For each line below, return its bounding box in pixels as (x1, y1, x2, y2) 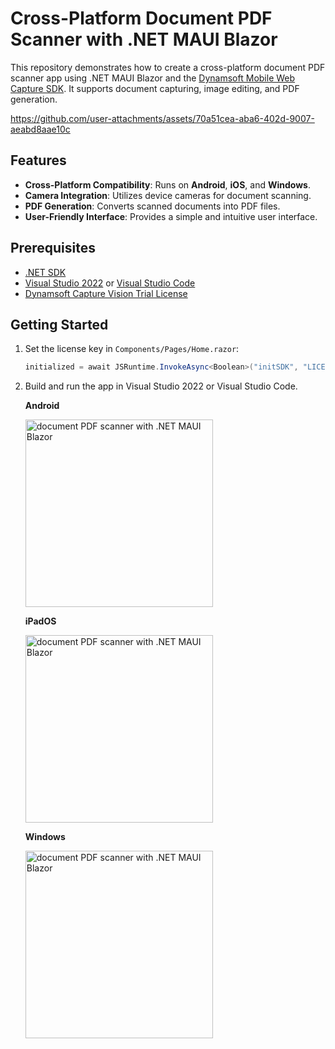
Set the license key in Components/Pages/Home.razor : (24, 343, 240, 355)
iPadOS (24, 615, 57, 627)
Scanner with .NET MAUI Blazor (10, 28, 278, 51)
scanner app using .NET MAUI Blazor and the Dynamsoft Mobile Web (10, 72, 296, 84)
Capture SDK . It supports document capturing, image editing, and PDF (10, 82, 300, 94)
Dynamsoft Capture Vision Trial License (24, 287, 188, 299)
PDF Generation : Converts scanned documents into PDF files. (24, 200, 281, 212)
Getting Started (10, 316, 109, 333)
